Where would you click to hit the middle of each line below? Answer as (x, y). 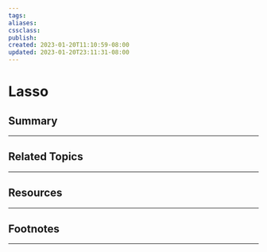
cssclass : (25, 30)
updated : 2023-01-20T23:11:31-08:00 (69, 52)
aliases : (23, 23)
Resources (35, 193)
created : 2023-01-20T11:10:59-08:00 (69, 45)
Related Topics (46, 157)
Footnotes (34, 229)
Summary (33, 121)
